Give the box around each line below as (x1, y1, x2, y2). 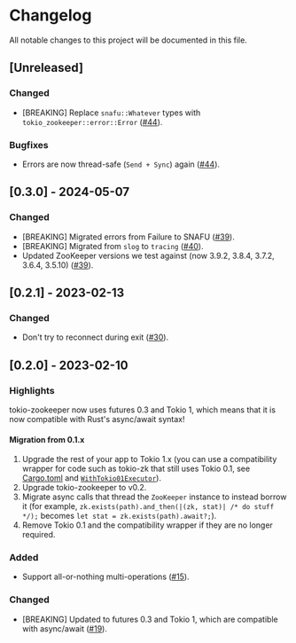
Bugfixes (9, 138, 49, 151)
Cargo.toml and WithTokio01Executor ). (21, 473, 162, 483)
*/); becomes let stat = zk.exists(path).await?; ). (21, 511, 217, 521)
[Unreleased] (9, 60, 84, 75)
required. (21, 529, 56, 540)
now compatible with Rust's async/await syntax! (9, 413, 185, 424)
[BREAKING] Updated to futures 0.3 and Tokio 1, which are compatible (21, 614, 278, 624)
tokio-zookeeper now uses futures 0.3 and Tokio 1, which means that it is (9, 404, 277, 415)
